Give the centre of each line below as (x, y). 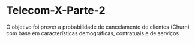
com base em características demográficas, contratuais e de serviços (92, 33)
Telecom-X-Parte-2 (56, 10)
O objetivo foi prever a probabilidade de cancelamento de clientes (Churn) (98, 27)
